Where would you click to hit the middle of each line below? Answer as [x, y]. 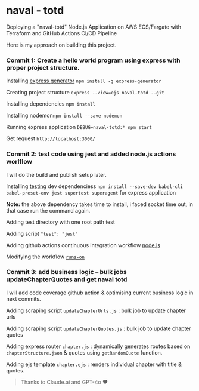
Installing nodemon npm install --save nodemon [64, 116]
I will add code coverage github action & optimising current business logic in [100, 293]
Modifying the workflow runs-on [46, 257]
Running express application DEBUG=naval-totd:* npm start [79, 127]
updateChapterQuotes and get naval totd [67, 279]
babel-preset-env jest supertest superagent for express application [91, 192]
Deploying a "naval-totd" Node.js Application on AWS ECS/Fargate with [94, 27]
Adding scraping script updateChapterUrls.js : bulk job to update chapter [96, 310]
